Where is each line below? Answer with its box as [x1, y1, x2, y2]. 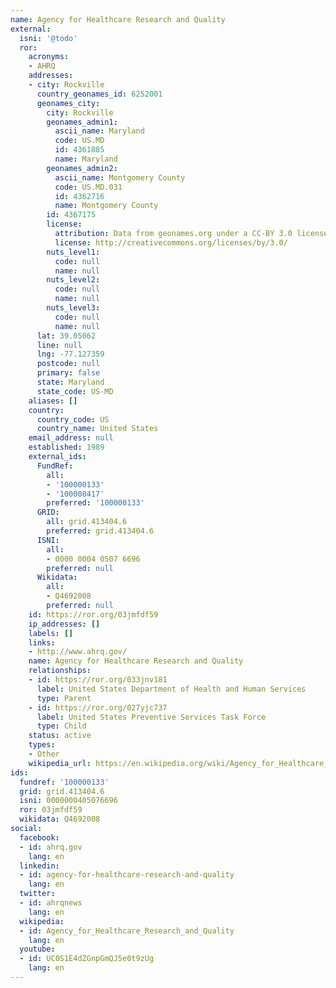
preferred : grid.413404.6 [46, 526, 155, 536]
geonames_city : [36, 98, 101, 108]
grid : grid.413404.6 [19, 786, 105, 796]
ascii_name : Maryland [54, 126, 145, 136]
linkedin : [19, 861, 60, 871]
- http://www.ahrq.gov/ [28, 647, 128, 657]
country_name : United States [36, 424, 159, 434]
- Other [28, 749, 60, 759]
